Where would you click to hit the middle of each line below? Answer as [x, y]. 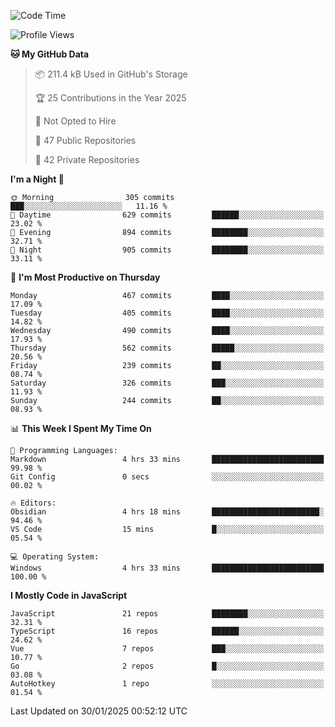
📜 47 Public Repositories [85, 140]
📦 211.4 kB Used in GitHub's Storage [111, 74]
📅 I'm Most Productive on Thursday [85, 277]
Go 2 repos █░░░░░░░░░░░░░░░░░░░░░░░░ [167, 666]
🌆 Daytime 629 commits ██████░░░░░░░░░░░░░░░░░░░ [167, 215]
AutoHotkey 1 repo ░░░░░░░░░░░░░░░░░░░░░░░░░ [167, 684]
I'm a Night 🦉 [37, 179]
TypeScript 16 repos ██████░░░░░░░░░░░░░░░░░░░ [167, 631]
